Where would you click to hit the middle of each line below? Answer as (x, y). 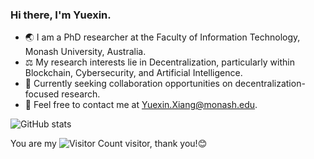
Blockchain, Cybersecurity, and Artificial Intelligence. (133, 73)
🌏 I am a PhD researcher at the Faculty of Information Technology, (162, 37)
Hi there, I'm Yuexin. (61, 15)
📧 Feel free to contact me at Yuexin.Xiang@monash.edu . (141, 105)
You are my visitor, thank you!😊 (109, 144)
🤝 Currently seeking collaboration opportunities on (128, 84)
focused (42, 94)
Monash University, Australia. (85, 52)
